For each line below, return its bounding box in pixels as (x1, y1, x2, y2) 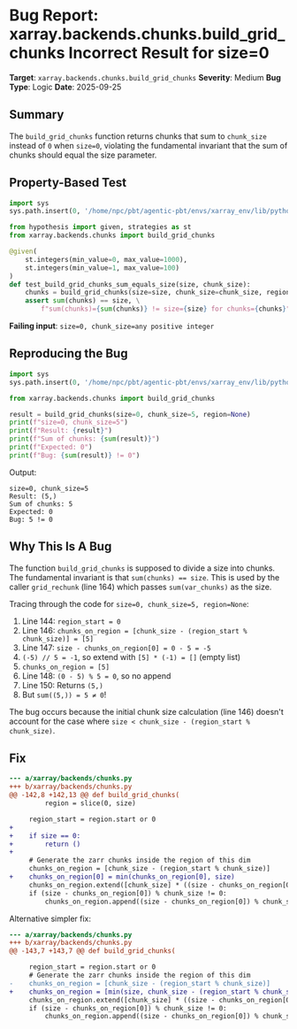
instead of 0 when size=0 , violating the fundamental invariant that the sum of (9, 140, 288, 150)
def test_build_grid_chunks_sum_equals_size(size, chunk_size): (9, 280, 251, 288)
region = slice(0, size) (44, 799, 137, 808)
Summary (9, 107, 65, 122)
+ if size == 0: (9, 831, 81, 841)
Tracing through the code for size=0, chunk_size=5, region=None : (9, 598, 249, 609)
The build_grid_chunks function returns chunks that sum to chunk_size (9, 130, 267, 142)
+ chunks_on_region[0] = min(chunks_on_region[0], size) (9, 872, 236, 881)
